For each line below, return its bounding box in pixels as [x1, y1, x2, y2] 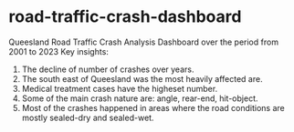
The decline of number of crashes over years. [21, 64, 194, 75]
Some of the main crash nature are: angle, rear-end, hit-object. [21, 93, 258, 104]
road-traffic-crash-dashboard [8, 6, 242, 27]
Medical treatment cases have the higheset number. [21, 83, 218, 94]
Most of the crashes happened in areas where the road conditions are [21, 102, 285, 113]
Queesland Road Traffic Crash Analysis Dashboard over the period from [8, 36, 279, 47]
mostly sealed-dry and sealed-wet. [21, 112, 154, 123]
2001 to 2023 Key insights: [8, 46, 109, 56]
